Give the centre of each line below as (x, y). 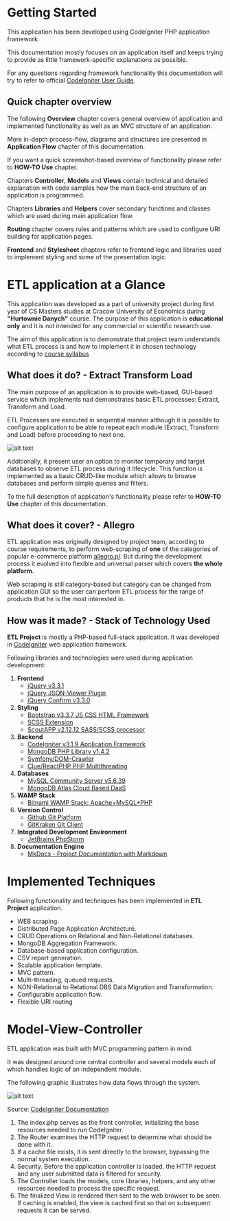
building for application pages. (50, 236)
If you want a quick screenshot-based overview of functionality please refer (114, 160)
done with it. (35, 1144)
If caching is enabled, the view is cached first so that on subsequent (114, 1203)
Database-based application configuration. (78, 951)
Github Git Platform (54, 817)
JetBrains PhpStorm (56, 839)
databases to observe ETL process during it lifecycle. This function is (105, 468)
